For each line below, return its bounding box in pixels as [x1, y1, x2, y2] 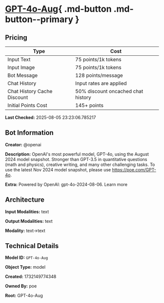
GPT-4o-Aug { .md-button [5, 3, 112, 15]
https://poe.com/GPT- [112, 166, 156, 172]
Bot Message [7, 72, 38, 79]
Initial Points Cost [7, 102, 47, 109]
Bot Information [5, 129, 54, 137]
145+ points [75, 102, 104, 109]
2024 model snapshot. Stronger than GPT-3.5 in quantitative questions [5, 156, 147, 162]
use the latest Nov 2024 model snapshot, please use [5, 166, 111, 172]
